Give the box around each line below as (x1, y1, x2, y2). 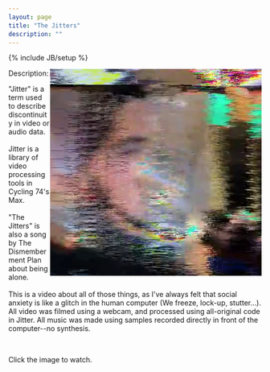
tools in (8, 178, 33, 188)
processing (8, 170, 46, 180)
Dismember (8, 246, 47, 257)
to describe (8, 101, 47, 111)
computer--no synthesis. (8, 324, 91, 333)
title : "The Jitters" (8, 21, 81, 30)
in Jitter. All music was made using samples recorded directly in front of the (8, 315, 259, 325)
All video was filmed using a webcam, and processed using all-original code (8, 307, 261, 316)
